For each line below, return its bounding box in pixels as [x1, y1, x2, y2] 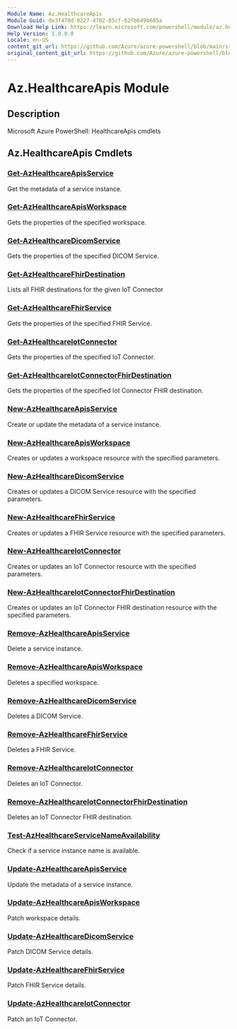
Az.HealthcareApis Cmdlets [7, 148, 133, 160]
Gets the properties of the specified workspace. [7, 218, 147, 227]
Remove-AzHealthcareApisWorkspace [7, 662, 143, 672]
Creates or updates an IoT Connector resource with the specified [7, 562, 196, 570]
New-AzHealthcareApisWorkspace [7, 438, 130, 447]
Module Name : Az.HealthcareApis [7, 10, 102, 18]
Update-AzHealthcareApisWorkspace [7, 898, 140, 908]
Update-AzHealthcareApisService [7, 864, 127, 874]
